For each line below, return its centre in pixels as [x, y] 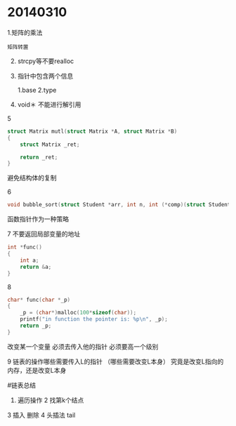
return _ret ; [39, 157]
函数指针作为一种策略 [38, 219]
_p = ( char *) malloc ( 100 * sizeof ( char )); [78, 313]
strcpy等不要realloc [46, 61]
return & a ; [36, 267]
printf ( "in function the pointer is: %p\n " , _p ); [94, 319]
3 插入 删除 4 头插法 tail [41, 415]
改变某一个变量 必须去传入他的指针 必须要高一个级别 [83, 346]
